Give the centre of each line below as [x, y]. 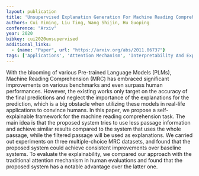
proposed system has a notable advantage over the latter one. [82, 167]
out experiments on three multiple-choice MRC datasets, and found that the [98, 141]
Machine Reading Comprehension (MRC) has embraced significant [88, 79]
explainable [20, 116]
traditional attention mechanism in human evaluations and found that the [94, 160]
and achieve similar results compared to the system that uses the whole [94, 129]
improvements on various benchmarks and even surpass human [84, 85]
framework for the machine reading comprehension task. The [110, 116]
